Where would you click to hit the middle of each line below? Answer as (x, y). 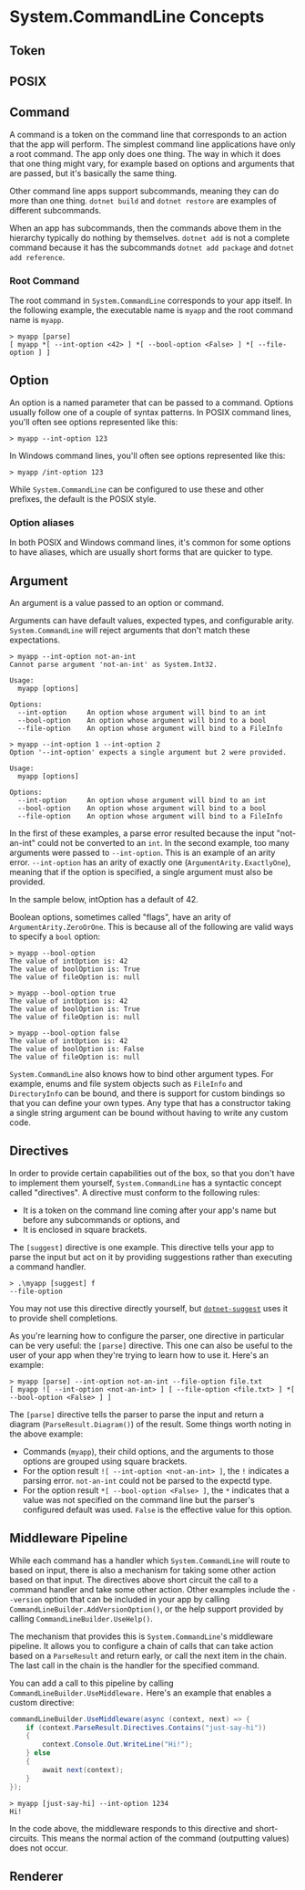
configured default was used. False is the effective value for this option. (158, 1509)
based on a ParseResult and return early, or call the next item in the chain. (148, 1655)
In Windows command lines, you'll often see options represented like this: (147, 455)
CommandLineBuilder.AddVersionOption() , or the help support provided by (147, 1609)
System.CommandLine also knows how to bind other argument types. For (142, 1074)
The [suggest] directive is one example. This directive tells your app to (142, 1247)
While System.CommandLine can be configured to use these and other (137, 489)
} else (38, 1753)
